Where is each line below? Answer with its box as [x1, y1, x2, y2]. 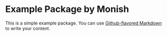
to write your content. [5, 25, 51, 31]
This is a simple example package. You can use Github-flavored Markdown [5, 20, 162, 26]
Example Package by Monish [5, 3, 129, 15]
